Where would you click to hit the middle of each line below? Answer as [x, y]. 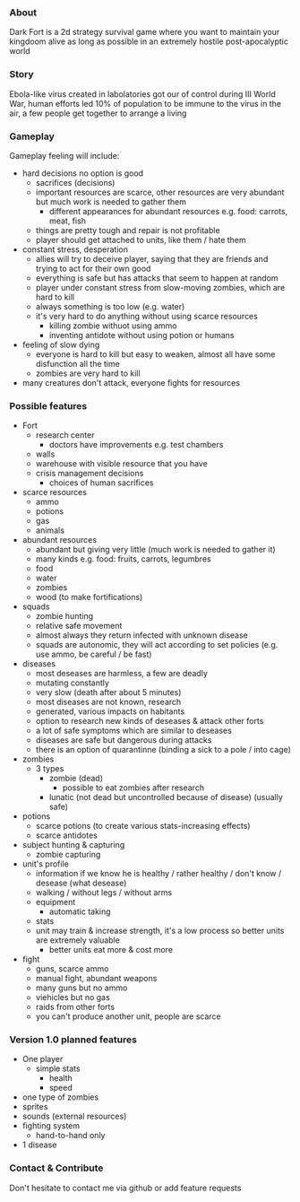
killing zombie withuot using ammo [113, 326]
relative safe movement [79, 626]
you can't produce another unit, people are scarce [128, 1016]
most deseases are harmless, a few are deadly [122, 674]
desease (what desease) [81, 883]
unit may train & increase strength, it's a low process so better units [160, 931]
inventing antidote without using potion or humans [141, 335]
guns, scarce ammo [72, 969]
